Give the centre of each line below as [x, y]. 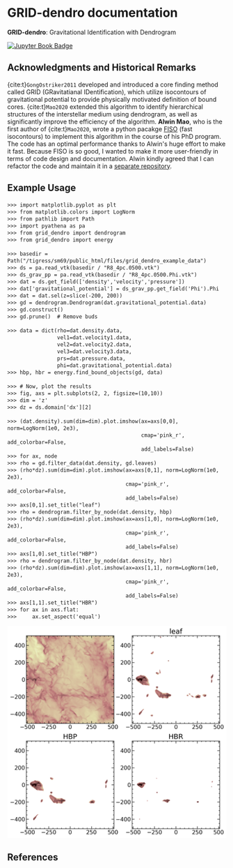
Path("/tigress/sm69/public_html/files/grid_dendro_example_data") [107, 261]
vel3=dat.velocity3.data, [94, 351]
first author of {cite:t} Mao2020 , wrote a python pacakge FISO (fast [100, 129]
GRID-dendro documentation [93, 13]
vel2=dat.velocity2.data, [94, 344]
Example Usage [42, 188]
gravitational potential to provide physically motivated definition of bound [112, 99]
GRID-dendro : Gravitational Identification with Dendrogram [91, 32]
